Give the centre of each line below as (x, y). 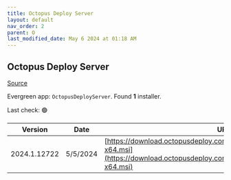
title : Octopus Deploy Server (51, 13)
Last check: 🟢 (27, 110)
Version (35, 129)
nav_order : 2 (26, 26)
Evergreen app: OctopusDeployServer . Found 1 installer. (84, 96)
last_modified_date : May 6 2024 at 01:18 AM (72, 39)
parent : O (21, 33)
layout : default (30, 20)
